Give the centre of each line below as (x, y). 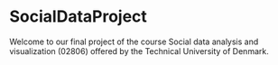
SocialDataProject (78, 17)
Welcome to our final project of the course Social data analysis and (134, 42)
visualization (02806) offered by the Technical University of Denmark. (139, 51)
